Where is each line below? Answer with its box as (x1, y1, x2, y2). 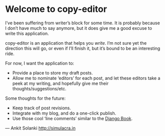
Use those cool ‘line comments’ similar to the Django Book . (12, 115, 133, 121)
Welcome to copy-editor (5, 3, 108, 15)
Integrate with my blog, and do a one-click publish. (12, 110, 116, 116)
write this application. (5, 30, 49, 36)
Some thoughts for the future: (5, 95, 66, 101)
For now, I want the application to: (5, 60, 74, 66)
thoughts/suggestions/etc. (12, 85, 67, 91)
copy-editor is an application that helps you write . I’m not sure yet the (5, 40, 147, 46)
